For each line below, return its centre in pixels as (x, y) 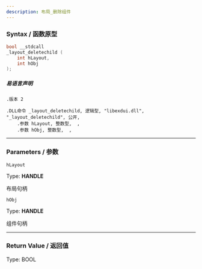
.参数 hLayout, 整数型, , (48, 124)
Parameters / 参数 (32, 152)
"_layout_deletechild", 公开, (43, 118)
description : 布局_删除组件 (38, 12)
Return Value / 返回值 (38, 246)
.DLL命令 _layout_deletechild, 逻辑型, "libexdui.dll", (75, 111)
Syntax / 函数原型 (32, 34)
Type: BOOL (21, 259)
